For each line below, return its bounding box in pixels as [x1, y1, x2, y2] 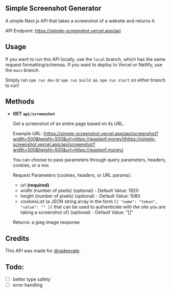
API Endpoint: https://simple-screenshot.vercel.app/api [5, 28, 121, 34]
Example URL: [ [12, 131, 45, 137]
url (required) [20, 182, 50, 189]
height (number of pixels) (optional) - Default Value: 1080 [20, 193, 140, 199]
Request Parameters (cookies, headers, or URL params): [12, 172, 132, 178]
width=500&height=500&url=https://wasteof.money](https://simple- [12, 136, 157, 142]
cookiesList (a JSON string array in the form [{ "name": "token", [20, 198, 158, 204]
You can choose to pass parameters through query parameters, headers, [12, 157, 166, 163]
